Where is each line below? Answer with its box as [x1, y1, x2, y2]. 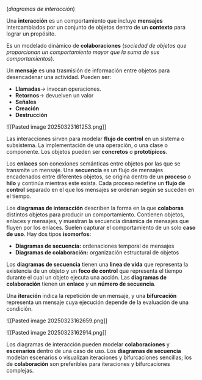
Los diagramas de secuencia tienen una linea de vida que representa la [6, 260, 189, 268]
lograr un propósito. [6, 30, 56, 37]
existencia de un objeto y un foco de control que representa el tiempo [6, 267, 182, 275]
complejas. [6, 367, 34, 374]
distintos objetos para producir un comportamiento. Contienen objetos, [6, 211, 185, 218]
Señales [15, 98, 37, 105]
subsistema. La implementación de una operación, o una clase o [6, 142, 168, 149]
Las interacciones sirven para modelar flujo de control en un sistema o [6, 135, 185, 142]
